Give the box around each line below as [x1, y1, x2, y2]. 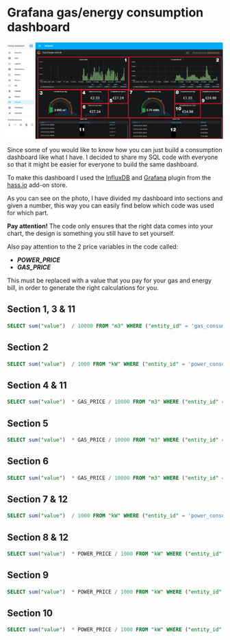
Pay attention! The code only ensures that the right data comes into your [7, 222, 214, 230]
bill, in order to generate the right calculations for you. [7, 284, 159, 292]
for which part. [7, 209, 49, 217]
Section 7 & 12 [7, 493, 68, 505]
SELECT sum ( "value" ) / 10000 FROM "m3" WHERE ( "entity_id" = [7, 322, 188, 330]
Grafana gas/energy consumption [7, 5, 204, 21]
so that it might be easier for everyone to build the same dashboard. [7, 160, 199, 169]
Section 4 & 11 [7, 379, 67, 391]
